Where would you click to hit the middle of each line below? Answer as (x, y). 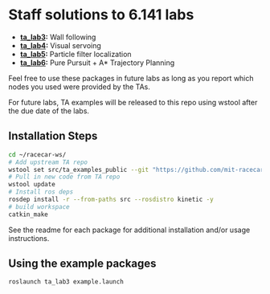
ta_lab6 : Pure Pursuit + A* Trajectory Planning (97, 63)
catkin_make (28, 214)
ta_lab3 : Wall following (58, 37)
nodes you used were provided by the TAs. (80, 87)
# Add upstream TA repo (48, 162)
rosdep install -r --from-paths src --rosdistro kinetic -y (111, 199)
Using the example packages (82, 264)
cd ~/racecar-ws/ (37, 154)
